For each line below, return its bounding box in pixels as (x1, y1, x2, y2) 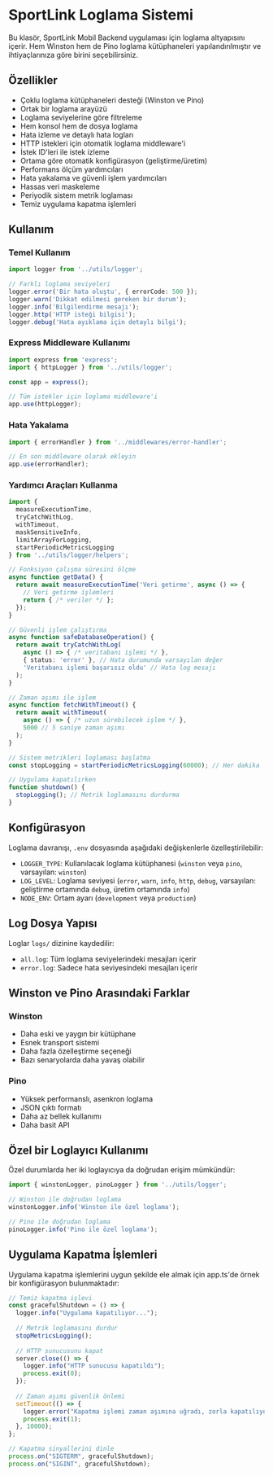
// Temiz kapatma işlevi (8, 1294, 93, 1302)
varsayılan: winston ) (19, 867, 87, 877)
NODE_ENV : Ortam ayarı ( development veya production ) (19, 893, 197, 903)
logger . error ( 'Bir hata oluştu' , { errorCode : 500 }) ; (8, 287, 198, 296)
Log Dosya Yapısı (8, 917, 97, 931)
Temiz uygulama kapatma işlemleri (19, 199, 136, 208)
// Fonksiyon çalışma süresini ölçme (8, 566, 136, 574)
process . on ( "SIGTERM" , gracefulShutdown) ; (8, 1452, 154, 1461)
